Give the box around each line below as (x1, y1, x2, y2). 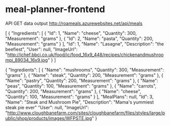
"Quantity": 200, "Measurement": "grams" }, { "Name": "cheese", (5, 88, 141, 94)
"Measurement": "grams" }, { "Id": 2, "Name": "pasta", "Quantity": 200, (5, 35, 154, 41)
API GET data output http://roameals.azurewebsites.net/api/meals (5, 20, 143, 26)
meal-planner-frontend (5, 4, 106, 15)
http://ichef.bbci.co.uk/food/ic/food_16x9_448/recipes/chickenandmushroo (7, 52, 164, 58)
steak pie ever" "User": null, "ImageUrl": (5, 104, 89, 110)
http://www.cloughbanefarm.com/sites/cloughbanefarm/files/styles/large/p (7, 110, 165, 116)
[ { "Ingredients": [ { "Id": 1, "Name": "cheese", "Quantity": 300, (5, 30, 137, 36)
